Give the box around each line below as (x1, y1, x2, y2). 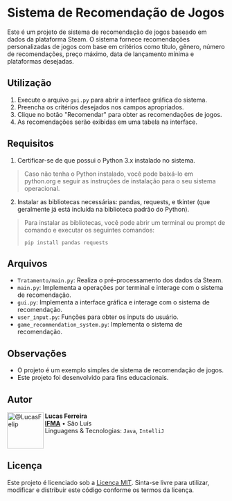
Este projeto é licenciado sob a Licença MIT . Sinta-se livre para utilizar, (7, 478, 210, 486)
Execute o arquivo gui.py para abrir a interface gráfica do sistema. (17, 95, 208, 104)
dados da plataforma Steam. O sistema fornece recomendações (7, 35, 190, 43)
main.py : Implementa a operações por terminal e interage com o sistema (17, 284, 224, 292)
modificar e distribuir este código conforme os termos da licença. (7, 486, 195, 494)
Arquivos (7, 257, 48, 269)
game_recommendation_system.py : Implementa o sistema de (17, 320, 183, 329)
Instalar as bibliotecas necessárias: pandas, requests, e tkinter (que (17, 197, 211, 206)
